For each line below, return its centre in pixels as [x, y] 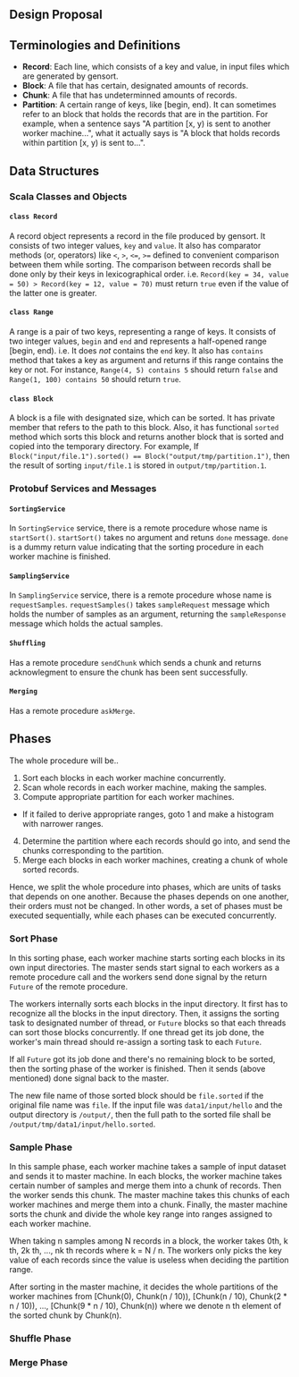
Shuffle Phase [40, 1339]
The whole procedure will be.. [64, 761]
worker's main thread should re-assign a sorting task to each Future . [135, 1041]
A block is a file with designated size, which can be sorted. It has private [142, 418]
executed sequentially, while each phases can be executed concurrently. [143, 915]
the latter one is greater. [53, 293]
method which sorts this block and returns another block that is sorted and [146, 437]
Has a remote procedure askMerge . [72, 710]
